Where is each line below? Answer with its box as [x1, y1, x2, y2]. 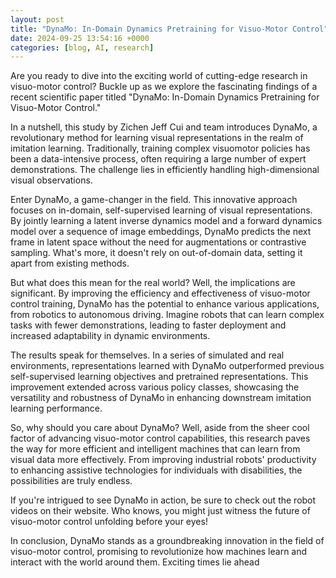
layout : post [10, 14, 65, 25]
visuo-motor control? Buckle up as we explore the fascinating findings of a [10, 81, 318, 93]
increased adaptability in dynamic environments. [10, 330, 211, 342]
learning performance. [10, 402, 103, 415]
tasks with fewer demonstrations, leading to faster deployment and [10, 319, 287, 331]
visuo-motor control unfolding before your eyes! [10, 516, 208, 528]
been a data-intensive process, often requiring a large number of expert [10, 153, 307, 165]
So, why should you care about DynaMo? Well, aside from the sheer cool [10, 422, 310, 434]
